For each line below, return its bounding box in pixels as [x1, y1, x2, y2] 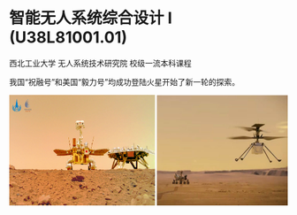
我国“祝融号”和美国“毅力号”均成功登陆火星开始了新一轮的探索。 [9, 76, 240, 87]
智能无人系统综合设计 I [9, 8, 172, 28]
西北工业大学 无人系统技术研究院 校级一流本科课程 [9, 58, 192, 68]
